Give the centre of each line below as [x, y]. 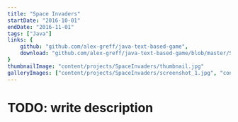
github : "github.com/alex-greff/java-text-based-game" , [104, 47]
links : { [20, 40]
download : [35, 54]
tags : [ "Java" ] [30, 33]
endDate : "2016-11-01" [41, 27]
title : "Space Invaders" [44, 14]
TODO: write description [80, 108]
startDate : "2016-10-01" [44, 20]
